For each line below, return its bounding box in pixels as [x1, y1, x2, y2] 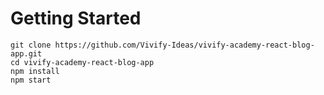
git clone [10, 40, 52, 50]
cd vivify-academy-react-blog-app [10, 57, 155, 67]
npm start [10, 75, 52, 85]
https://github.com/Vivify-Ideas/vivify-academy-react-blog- [54, 40, 315, 50]
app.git [10, 48, 43, 59]
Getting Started [10, 7, 142, 30]
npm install [10, 66, 60, 76]
